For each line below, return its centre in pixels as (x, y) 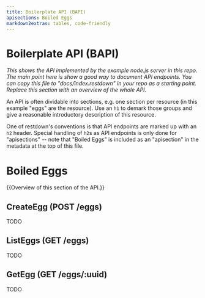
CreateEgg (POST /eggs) (54, 207)
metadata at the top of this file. (45, 146)
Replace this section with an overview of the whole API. (76, 90)
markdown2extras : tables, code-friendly (59, 23)
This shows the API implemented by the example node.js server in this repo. (102, 70)
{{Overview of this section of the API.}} (56, 187)
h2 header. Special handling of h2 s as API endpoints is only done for (92, 133)
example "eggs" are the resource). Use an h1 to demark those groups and (99, 108)
